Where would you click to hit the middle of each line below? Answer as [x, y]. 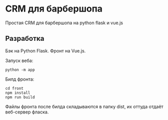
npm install [18, 93]
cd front [14, 88]
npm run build [20, 97]
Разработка [25, 39]
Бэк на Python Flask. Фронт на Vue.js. [46, 50]
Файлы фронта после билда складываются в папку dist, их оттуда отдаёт [84, 106]
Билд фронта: [20, 79]
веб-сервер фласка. [27, 112]
